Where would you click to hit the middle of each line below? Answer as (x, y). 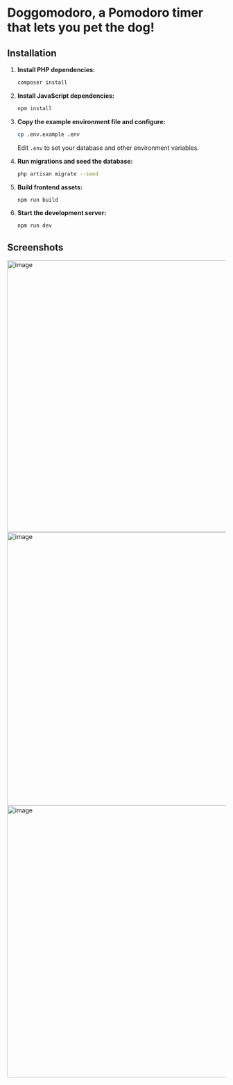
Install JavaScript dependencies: (66, 96)
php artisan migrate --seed (58, 174)
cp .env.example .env (48, 134)
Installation (32, 53)
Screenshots (35, 247)
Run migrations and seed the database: (75, 161)
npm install (34, 108)
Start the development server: (62, 213)
